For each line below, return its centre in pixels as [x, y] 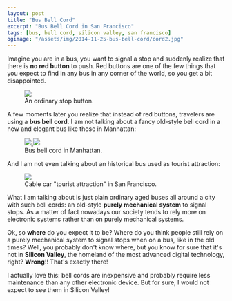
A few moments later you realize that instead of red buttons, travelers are [111, 114]
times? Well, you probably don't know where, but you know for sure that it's [115, 247]
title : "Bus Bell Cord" [41, 20]
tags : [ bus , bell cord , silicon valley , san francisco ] [89, 33]
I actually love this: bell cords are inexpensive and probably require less [109, 276]
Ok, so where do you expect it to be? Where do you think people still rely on [115, 233]
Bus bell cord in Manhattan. [64, 150]
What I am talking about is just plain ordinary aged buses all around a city [111, 198]
